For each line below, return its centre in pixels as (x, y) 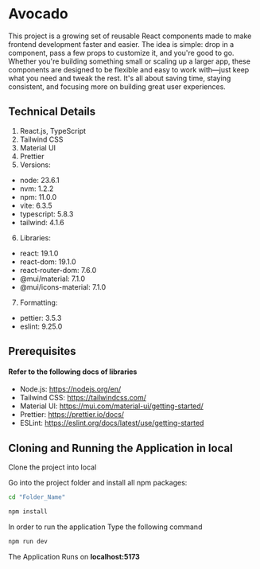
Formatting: (39, 302)
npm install (28, 512)
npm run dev (28, 541)
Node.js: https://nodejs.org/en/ (70, 389)
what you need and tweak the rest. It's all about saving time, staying (120, 78)
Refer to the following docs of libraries (73, 372)
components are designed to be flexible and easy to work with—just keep (129, 69)
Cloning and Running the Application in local (120, 448)
